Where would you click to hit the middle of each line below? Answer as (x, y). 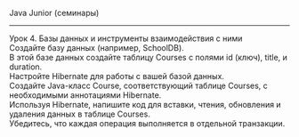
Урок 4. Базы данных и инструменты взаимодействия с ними (126, 38)
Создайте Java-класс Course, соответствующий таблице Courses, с (139, 85)
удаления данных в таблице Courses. (80, 114)
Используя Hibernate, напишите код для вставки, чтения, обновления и (145, 105)
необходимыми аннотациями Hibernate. (85, 95)
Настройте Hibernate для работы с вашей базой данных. (117, 76)
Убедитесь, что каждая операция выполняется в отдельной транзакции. (147, 123)
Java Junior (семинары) (54, 13)
